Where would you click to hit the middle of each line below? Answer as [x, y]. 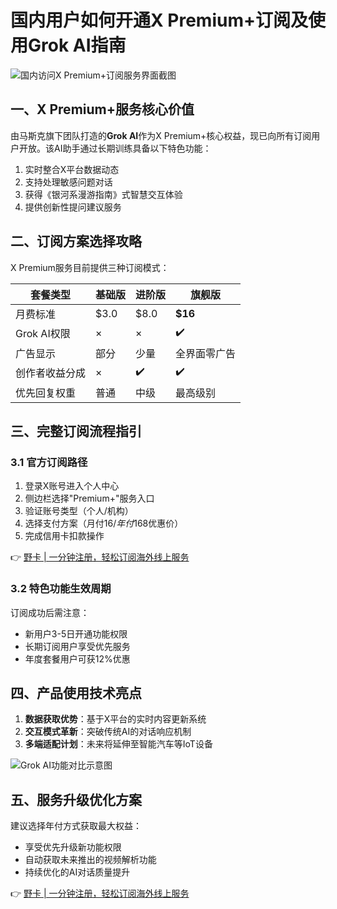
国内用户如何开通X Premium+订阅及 [159, 20]
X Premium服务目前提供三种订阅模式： [90, 267]
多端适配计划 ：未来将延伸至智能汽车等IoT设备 [118, 744]
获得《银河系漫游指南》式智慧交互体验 [103, 194]
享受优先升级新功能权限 [73, 847]
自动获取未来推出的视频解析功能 [90, 860]
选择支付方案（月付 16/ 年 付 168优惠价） [104, 523]
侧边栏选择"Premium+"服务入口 [89, 498]
